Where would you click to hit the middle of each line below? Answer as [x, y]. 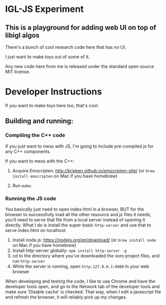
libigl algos [22, 35]
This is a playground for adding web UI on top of [81, 28]
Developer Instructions [54, 92]
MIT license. [18, 72]
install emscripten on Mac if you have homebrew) [65, 176]
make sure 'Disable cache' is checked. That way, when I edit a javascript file [83, 292]
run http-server [29, 261]
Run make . [22, 185]
